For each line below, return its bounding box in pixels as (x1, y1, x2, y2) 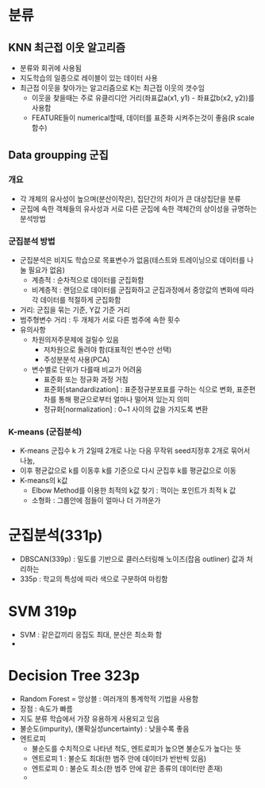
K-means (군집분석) (8, 426, 83, 437)
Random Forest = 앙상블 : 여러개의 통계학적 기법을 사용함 (19, 694, 199, 704)
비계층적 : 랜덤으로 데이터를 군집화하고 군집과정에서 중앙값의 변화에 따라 (31, 285, 255, 295)
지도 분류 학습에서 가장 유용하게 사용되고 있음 (19, 714, 160, 724)
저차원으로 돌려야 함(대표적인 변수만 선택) (43, 345, 172, 354)
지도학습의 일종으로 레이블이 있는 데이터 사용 (19, 73, 159, 83)
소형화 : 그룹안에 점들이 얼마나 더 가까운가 (31, 496, 161, 505)
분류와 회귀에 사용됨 (19, 64, 82, 72)
